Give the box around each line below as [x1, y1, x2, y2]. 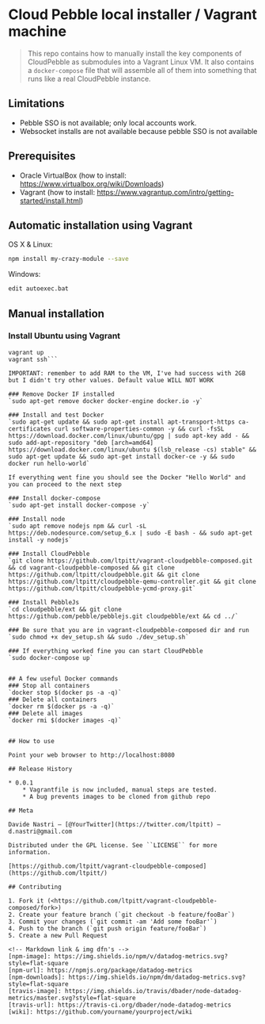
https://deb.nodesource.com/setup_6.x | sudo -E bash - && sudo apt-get [8, 529, 253, 537]
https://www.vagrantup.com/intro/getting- [97, 187, 235, 197]
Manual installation [8, 307, 105, 320]
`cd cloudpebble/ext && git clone [8, 605, 123, 613]
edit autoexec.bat [8, 285, 69, 293]
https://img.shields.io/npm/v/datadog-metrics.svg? [54, 952, 228, 961]
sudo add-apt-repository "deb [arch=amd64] [8, 439, 154, 447]
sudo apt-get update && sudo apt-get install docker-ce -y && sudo [8, 452, 236, 461]
